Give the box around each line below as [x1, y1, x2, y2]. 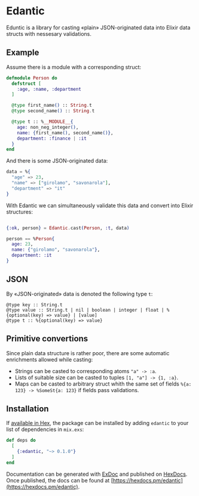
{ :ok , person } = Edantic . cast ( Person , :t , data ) [6, 225, 130, 231]
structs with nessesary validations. [6, 30, 91, 37]
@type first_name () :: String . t [11, 103, 93, 109]
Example [6, 48, 39, 58]
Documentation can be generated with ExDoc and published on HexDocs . [6, 470, 188, 477]
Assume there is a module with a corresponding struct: [6, 63, 142, 70]
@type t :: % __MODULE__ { [11, 119, 74, 125]
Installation [6, 403, 49, 414]
